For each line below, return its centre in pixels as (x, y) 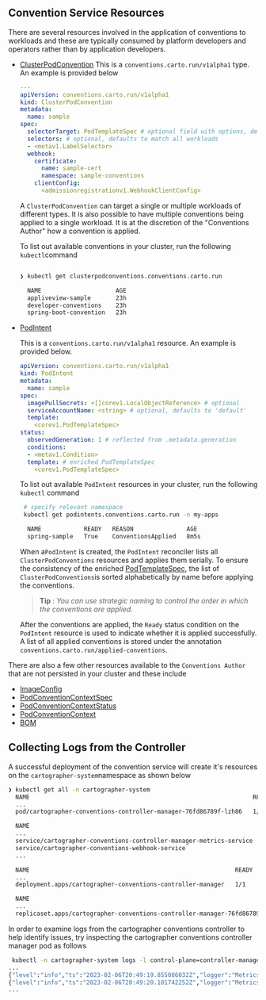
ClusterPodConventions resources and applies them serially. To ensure (134, 560)
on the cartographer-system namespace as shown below (100, 775)
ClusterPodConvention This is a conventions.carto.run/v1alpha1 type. (135, 64)
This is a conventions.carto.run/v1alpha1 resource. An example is (127, 343)
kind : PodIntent (46, 374)
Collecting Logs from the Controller (97, 747)
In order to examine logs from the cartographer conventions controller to (127, 929)
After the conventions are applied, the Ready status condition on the (129, 624)
